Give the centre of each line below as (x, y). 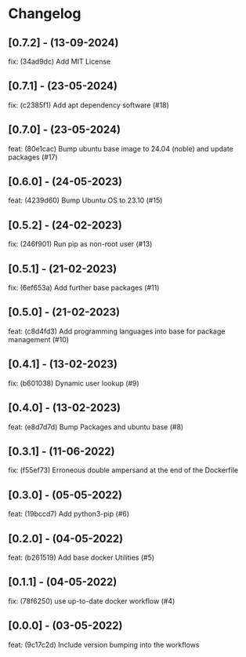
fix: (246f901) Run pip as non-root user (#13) (80, 244)
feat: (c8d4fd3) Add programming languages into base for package (117, 331)
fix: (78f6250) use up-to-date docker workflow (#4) (92, 600)
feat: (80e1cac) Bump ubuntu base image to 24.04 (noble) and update (121, 148)
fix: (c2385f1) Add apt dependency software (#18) (89, 105)
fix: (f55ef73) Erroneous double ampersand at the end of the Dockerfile (123, 470)
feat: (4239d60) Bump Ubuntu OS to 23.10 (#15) (85, 200)
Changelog (45, 14)
